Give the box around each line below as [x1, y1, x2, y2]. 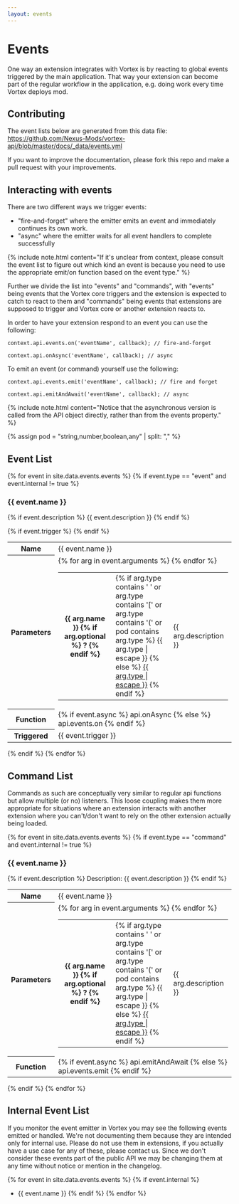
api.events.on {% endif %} [58, 718, 146, 728]
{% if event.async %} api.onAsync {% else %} [58, 709, 211, 719]
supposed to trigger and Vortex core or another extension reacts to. [7, 305, 206, 313]
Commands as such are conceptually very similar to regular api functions [7, 789, 222, 798]
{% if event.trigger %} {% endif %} [7, 527, 110, 536]
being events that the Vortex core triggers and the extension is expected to [7, 290, 227, 298]
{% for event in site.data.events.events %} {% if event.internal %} [7, 1175, 200, 1183]
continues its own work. [17, 224, 88, 233]
